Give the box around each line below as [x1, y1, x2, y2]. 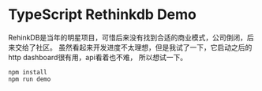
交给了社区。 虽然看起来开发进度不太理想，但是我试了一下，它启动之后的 [14, 42, 253, 52]
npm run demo [8, 75, 51, 83]
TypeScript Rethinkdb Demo [8, 6, 197, 24]
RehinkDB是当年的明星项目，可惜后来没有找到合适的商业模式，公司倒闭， [8, 32, 247, 42]
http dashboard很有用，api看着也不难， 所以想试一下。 [8, 52, 188, 62]
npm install [8, 68, 47, 76]
